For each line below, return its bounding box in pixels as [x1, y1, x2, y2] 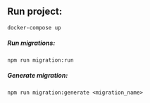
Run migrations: [7, 39, 56, 48]
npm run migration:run [7, 56, 74, 64]
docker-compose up [7, 24, 61, 31]
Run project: [7, 6, 63, 18]
